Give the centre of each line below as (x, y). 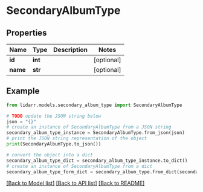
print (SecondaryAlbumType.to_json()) (54, 144)
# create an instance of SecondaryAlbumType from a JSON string (89, 127)
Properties (27, 33)
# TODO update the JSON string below (54, 116)
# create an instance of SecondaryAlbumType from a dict (79, 166)
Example (23, 91)
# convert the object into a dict (50, 155)
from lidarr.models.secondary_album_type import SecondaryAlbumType (94, 105)
